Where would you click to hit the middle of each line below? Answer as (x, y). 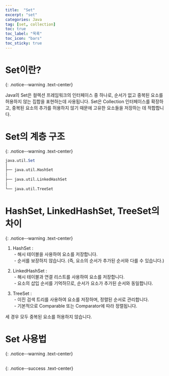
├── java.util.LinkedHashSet (36, 180)
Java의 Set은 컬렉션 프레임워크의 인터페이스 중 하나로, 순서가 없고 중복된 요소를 (84, 95)
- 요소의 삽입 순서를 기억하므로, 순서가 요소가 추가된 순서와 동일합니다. (84, 283)
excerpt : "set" (21, 15)
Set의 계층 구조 (35, 136)
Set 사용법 (26, 339)
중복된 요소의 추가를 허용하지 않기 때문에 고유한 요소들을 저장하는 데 (79, 108)
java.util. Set (20, 160)
